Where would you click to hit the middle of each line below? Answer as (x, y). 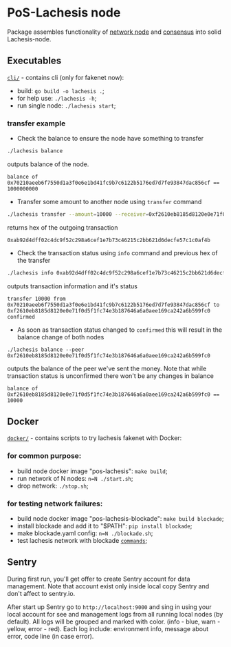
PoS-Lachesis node (64, 13)
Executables (34, 61)
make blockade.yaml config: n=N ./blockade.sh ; (85, 533)
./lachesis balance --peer (46, 350)
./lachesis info (30, 273)
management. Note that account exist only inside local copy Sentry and (108, 586)
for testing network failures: (55, 504)
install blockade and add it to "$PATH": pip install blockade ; (104, 526)
